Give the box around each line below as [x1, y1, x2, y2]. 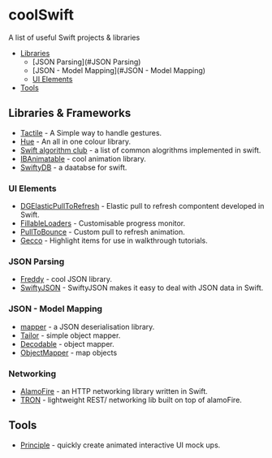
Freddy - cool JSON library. [19, 274, 112, 284]
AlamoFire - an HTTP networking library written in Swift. [19, 386, 209, 395]
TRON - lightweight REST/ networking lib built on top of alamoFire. [19, 395, 242, 404]
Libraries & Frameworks [8, 106, 132, 120]
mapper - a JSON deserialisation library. [19, 322, 155, 331]
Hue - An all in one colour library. [19, 136, 132, 146]
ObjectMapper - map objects [19, 348, 118, 357]
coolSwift [8, 6, 75, 24]
